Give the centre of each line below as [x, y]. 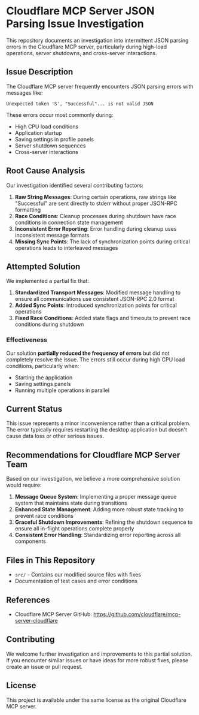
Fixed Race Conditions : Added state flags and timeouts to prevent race [103, 318]
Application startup [38, 132]
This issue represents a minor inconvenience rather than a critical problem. [99, 423]
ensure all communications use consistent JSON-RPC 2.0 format [94, 299]
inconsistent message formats [52, 235]
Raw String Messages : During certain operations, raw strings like [95, 197]
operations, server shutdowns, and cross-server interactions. [82, 53]
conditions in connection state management [69, 222]
